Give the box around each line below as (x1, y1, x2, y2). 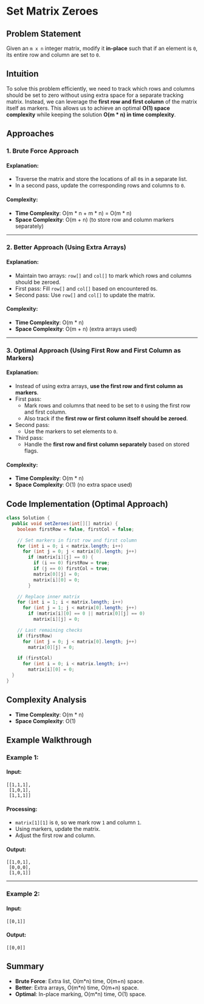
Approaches (6, 129, 55, 139)
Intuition (6, 69, 39, 79)
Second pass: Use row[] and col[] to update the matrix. (15, 291, 156, 299)
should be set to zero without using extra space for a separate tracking (6, 91, 184, 99)
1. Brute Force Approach (6, 147, 79, 155)
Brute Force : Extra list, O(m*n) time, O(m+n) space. (15, 977, 144, 985)
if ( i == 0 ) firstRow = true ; (33, 560, 110, 566)
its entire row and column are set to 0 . (6, 51, 101, 58)
